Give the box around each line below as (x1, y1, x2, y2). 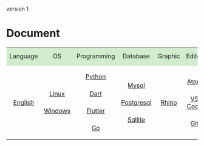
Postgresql (121, 98, 152, 106)
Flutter (86, 106, 105, 115)
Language (9, 52, 38, 60)
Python (85, 72, 106, 81)
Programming (76, 52, 115, 60)
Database (122, 52, 151, 60)
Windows (43, 106, 71, 115)
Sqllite (127, 115, 146, 123)
